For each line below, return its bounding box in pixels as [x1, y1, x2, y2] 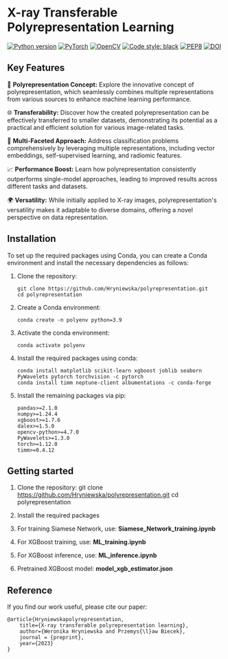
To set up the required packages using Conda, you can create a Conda [7, 251, 207, 259]
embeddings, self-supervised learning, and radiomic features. [7, 151, 182, 159]
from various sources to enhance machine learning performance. [7, 95, 192, 103]
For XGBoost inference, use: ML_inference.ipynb [16, 551, 157, 559]
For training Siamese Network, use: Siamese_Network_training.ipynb [16, 524, 216, 533]
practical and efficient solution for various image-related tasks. [7, 123, 185, 131]
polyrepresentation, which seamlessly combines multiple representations [7, 87, 214, 96]
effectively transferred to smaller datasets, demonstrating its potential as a [7, 115, 218, 124]
